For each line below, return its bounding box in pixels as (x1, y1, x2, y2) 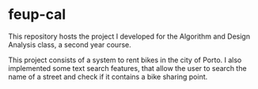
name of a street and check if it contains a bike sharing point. (8, 72, 208, 81)
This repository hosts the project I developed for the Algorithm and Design (8, 32, 251, 41)
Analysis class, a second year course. (8, 39, 132, 49)
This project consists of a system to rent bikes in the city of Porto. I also (8, 55, 242, 65)
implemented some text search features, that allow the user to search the (8, 63, 247, 72)
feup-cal (8, 6, 66, 24)
